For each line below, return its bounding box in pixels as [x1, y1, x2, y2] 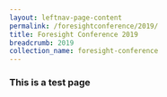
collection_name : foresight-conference [9, 47, 159, 56]
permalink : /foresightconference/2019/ [9, 22, 159, 31]
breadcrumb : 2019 [9, 38, 75, 48]
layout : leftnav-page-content [9, 13, 123, 22]
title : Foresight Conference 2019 [9, 30, 139, 39]
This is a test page [9, 76, 92, 89]
